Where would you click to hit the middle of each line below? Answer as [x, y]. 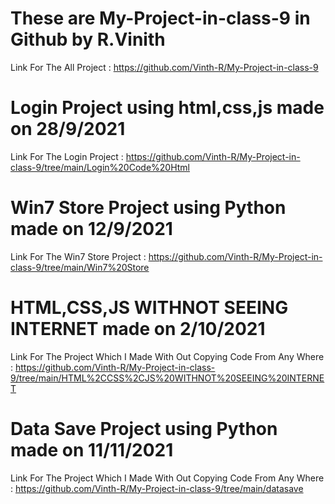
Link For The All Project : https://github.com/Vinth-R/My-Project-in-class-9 [164, 67]
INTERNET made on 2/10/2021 [138, 329]
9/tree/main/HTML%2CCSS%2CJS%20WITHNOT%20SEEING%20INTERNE [167, 378]
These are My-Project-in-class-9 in [160, 18]
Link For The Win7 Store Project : [78, 256]
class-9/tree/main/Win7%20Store [80, 267]
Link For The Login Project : [67, 156]
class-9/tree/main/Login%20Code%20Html [100, 167]
